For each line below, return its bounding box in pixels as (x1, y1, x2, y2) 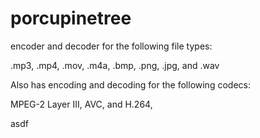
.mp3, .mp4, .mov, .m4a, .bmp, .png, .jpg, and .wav (10, 59, 220, 71)
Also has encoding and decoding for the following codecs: (10, 78, 251, 91)
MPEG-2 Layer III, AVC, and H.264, (10, 98, 153, 110)
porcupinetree (10, 7, 132, 30)
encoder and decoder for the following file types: (10, 40, 213, 52)
